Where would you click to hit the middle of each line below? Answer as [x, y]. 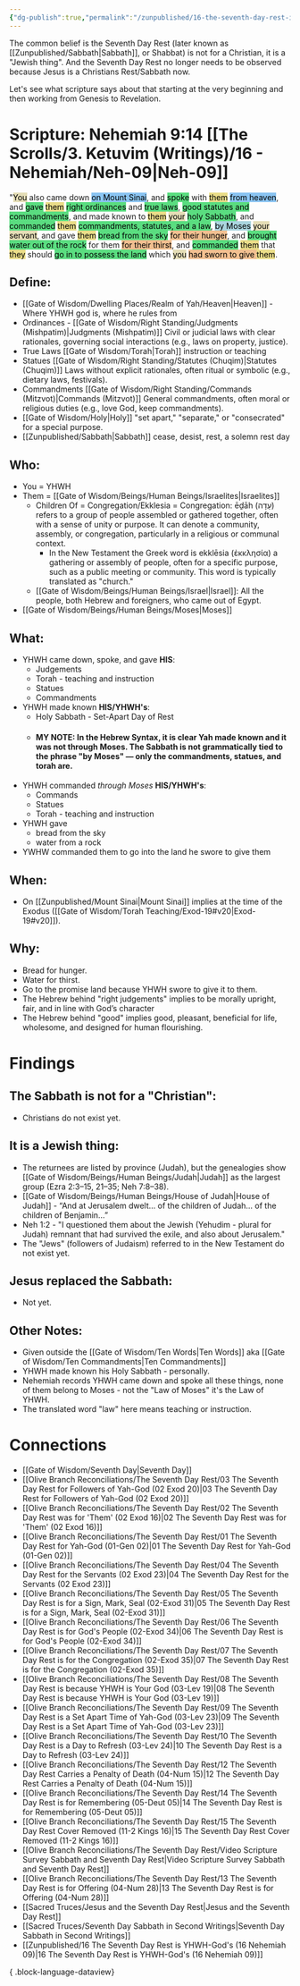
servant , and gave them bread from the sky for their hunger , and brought [143, 235]
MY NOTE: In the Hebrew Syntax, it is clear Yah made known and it [161, 737]
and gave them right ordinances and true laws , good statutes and [129, 207]
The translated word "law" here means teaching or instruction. [137, 1409]
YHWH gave [45, 824]
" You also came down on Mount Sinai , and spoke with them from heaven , [144, 197]
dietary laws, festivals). [65, 380]
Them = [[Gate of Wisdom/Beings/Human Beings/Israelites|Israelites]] [151, 496]
